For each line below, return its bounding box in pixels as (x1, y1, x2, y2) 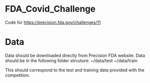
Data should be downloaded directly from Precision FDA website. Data (5, 52, 145, 58)
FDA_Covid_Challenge (5, 3, 96, 15)
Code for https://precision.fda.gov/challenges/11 (5, 19, 101, 25)
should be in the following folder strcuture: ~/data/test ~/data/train (5, 57, 138, 64)
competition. (5, 72, 30, 78)
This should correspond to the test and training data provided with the (5, 67, 145, 73)
